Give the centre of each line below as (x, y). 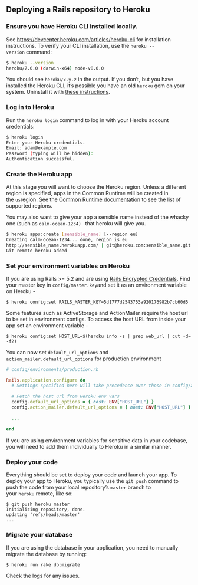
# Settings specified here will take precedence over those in (90, 386)
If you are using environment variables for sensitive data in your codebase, (97, 440)
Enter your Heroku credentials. (46, 143)
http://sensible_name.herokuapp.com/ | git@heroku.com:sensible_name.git (99, 245)
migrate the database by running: (47, 554)
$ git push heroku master (38, 505)
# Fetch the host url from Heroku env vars (65, 396)
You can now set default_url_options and (57, 353)
